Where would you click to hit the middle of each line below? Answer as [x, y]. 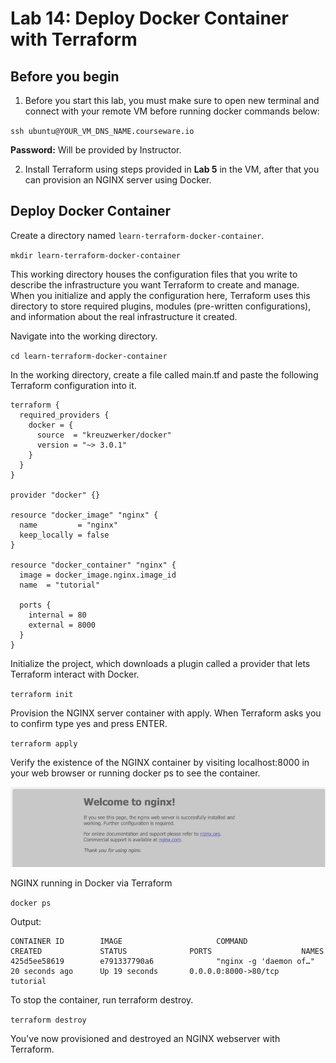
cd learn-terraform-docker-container [89, 356]
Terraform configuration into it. [73, 385]
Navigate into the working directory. [84, 336]
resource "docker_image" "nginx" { [84, 515]
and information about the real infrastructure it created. [124, 316]
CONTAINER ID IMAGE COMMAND [129, 941]
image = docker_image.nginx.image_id [98, 575]
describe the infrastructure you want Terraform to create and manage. [155, 284]
